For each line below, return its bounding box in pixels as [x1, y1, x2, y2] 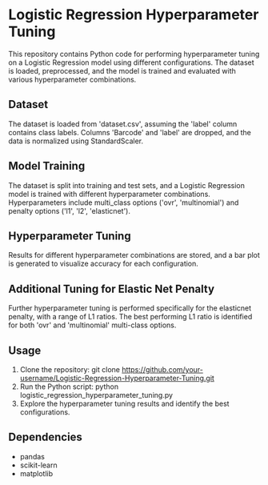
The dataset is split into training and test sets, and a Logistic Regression [8, 180, 246, 190]
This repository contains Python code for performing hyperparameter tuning [8, 49, 260, 58]
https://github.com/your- [121, 365, 204, 374]
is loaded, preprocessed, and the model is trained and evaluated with [8, 66, 236, 75]
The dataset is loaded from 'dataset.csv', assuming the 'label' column [8, 118, 238, 129]
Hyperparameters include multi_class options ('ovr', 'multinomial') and [8, 198, 239, 207]
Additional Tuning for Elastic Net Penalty [8, 282, 214, 295]
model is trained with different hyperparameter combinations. [8, 189, 210, 198]
